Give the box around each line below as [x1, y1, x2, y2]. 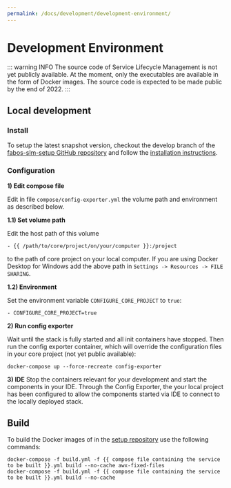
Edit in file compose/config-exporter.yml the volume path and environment [7, 195, 218, 203]
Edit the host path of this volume [7, 229, 99, 237]
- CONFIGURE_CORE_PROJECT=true [7, 309, 97, 317]
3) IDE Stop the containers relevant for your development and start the [7, 375, 208, 384]
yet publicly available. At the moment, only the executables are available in [7, 70, 219, 78]
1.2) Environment [7, 283, 57, 291]
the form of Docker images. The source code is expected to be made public [7, 77, 223, 86]
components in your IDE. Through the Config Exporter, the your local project [7, 382, 224, 391]
